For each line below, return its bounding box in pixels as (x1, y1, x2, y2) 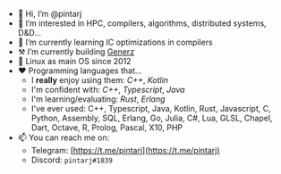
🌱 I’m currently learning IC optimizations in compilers (17, 37, 213, 47)
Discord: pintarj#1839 (30, 154, 114, 165)
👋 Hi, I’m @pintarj (17, 9, 82, 19)
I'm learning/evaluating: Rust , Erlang (30, 94, 166, 104)
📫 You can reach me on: (17, 132, 110, 143)
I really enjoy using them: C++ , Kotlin (30, 75, 168, 85)
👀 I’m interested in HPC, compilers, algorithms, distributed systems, (17, 18, 267, 29)
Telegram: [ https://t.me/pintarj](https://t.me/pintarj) (30, 145, 221, 155)
